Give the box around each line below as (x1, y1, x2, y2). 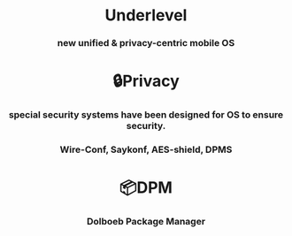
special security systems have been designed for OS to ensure (8, 109, 284, 121)
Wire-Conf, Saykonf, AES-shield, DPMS (59, 143, 233, 156)
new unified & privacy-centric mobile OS (57, 37, 235, 49)
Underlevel (104, 5, 188, 26)
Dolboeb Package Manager (86, 216, 206, 228)
